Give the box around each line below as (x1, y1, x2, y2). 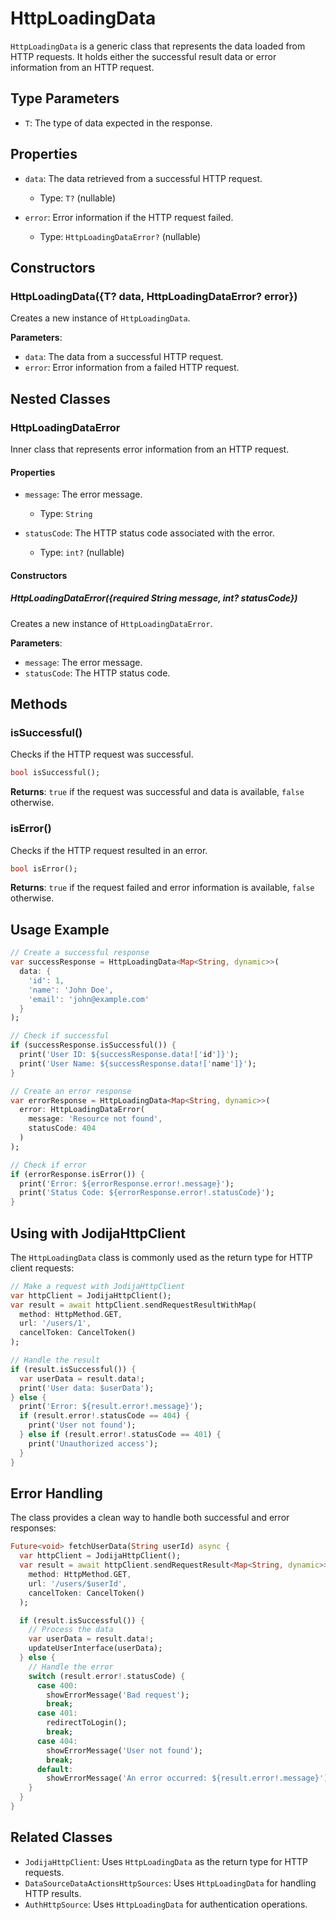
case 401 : (36, 1708, 78, 1719)
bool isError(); (10, 863, 78, 874)
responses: (10, 1522, 57, 1534)
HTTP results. (24, 1887, 82, 1899)
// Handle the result (10, 1355, 101, 1366)
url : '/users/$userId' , (28, 1578, 128, 1589)
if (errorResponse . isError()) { (10, 1169, 145, 1179)
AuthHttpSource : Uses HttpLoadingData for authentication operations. (24, 1898, 308, 1910)
